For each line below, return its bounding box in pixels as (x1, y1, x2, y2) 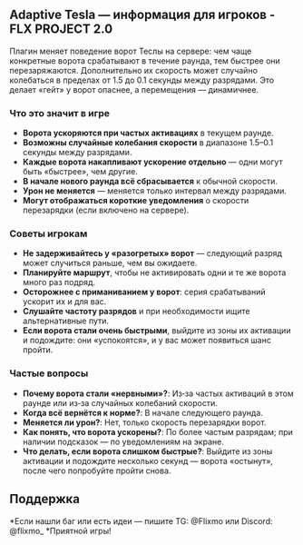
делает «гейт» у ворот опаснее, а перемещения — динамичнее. (9, 84, 259, 94)
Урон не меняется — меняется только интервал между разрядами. (22, 185, 288, 196)
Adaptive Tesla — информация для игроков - (9, 7, 276, 23)
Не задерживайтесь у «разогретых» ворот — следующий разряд (22, 248, 283, 259)
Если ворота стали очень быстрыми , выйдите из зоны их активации (22, 325, 291, 336)
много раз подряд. (22, 277, 96, 288)
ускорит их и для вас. (22, 296, 107, 307)
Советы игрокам (9, 227, 88, 240)
